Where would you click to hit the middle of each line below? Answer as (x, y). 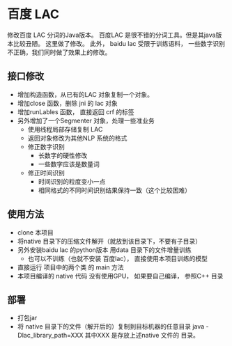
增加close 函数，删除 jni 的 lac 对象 (68, 103)
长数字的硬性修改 (63, 155)
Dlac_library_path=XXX (50, 336)
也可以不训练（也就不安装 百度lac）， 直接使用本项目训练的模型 (117, 258)
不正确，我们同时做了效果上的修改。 (59, 52)
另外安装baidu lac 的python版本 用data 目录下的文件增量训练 (104, 250)
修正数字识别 (46, 146)
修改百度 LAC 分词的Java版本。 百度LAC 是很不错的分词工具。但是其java (111, 35)
